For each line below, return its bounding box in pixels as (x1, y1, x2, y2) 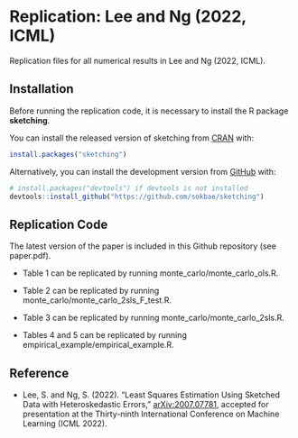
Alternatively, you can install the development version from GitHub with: (9, 166, 276, 177)
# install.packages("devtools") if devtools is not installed (9, 183, 248, 193)
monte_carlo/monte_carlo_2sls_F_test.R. (22, 295, 172, 306)
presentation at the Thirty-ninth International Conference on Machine (22, 408, 280, 419)
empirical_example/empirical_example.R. (22, 340, 174, 351)
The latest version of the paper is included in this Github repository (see (9, 241, 277, 251)
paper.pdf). (9, 251, 51, 261)
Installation (9, 81, 74, 96)
